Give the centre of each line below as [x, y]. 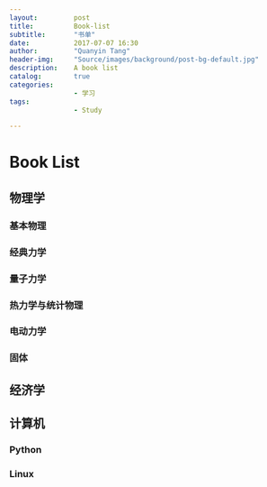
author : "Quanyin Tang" [70, 51]
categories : [31, 85]
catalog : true [50, 77]
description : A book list [64, 69]
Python [26, 450]
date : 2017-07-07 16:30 [74, 43]
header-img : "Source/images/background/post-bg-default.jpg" [134, 60]
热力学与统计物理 [46, 305]
